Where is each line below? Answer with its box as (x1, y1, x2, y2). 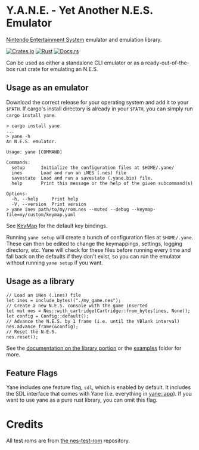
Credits (6, 417, 43, 431)
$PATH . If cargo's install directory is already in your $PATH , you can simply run (6, 105, 194, 112)
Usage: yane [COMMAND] (6, 149, 63, 155)
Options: (6, 190, 28, 197)
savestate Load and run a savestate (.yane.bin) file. (11, 175, 153, 181)
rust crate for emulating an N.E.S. (17, 65, 98, 72)
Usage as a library (6, 276, 74, 286)
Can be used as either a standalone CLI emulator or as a (6, 59, 144, 66)
